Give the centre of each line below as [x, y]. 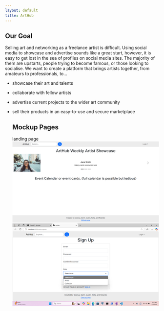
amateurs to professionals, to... [36, 74]
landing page [25, 139]
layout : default [21, 10]
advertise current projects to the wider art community [66, 102]
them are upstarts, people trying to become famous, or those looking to [77, 63]
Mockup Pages [35, 127]
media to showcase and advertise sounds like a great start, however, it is [78, 53]
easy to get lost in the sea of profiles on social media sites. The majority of [80, 58]
